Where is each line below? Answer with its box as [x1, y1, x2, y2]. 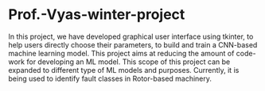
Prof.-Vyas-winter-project [8, 6, 185, 24]
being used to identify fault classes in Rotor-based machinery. [8, 74, 212, 83]
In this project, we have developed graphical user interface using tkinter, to [8, 32, 254, 41]
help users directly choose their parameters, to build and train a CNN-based [8, 40, 258, 49]
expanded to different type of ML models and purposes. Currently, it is [8, 65, 240, 74]
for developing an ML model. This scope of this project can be [26, 57, 231, 66]
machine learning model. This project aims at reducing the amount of [8, 48, 235, 58]
